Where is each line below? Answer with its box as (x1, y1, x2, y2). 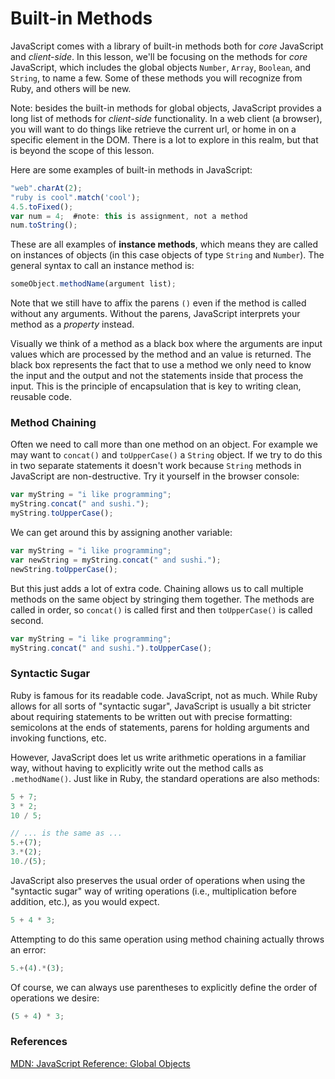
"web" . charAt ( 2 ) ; (10, 183, 83, 193)
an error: (10, 943, 47, 956)
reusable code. (10, 391, 72, 403)
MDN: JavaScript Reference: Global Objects (10, 1057, 191, 1069)
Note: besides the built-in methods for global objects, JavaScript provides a (10, 102, 322, 114)
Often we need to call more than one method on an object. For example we (10, 438, 318, 451)
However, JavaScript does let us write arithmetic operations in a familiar (10, 751, 307, 763)
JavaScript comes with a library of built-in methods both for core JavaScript (10, 40, 324, 52)
